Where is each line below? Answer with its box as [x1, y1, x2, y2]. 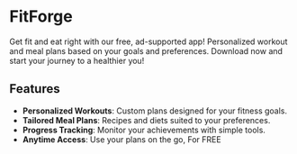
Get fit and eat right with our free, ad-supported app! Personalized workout [9, 36, 288, 47]
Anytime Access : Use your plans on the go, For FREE [22, 133, 222, 145]
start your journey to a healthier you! [9, 55, 145, 66]
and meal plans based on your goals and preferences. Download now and [9, 45, 283, 56]
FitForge [9, 6, 74, 27]
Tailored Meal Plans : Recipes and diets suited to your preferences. [22, 114, 271, 125]
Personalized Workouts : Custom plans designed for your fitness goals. [22, 105, 288, 116]
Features [9, 81, 60, 96]
